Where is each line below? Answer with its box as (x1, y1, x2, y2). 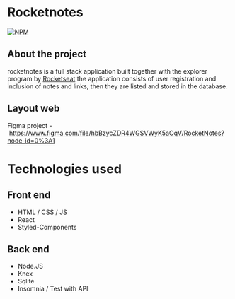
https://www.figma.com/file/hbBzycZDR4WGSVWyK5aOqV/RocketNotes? (8, 129, 225, 137)
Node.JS (17, 262, 44, 271)
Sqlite (17, 277, 35, 286)
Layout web (7, 102, 60, 115)
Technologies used (7, 160, 122, 177)
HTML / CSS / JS (17, 208, 67, 216)
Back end (7, 243, 50, 255)
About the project (7, 48, 87, 60)
